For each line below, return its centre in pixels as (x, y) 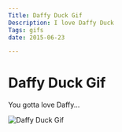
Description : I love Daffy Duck (61, 23)
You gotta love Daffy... (44, 105)
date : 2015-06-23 (37, 37)
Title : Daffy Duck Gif (45, 15)
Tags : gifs (26, 30)
